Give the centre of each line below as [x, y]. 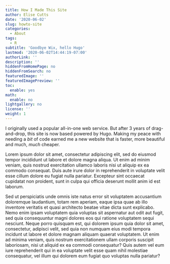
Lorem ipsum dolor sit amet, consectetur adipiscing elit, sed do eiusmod [81, 154]
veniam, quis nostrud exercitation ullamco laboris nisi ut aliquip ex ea [77, 165]
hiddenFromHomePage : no [30, 67]
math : [11, 95]
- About [18, 34]
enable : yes [23, 90]
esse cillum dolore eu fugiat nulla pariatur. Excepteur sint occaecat [75, 176]
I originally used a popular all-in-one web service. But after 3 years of [78, 128]
